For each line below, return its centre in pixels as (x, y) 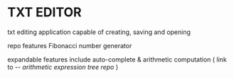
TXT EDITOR (44, 12)
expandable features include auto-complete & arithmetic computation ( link (117, 59)
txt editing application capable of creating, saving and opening (99, 32)
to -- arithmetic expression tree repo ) (63, 67)
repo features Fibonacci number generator (70, 45)
